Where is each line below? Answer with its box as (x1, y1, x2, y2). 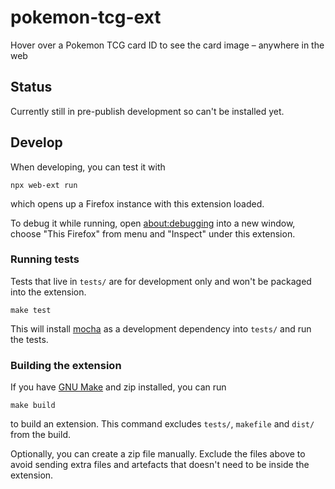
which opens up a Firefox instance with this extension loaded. (10, 197, 265, 210)
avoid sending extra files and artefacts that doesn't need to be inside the (10, 459, 310, 471)
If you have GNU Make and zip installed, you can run (10, 381, 227, 393)
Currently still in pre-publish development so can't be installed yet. (10, 105, 285, 117)
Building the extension (10, 358, 122, 372)
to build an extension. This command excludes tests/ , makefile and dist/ (10, 418, 315, 430)
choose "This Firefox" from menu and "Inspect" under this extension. (10, 227, 296, 240)
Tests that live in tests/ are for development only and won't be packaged (10, 275, 312, 287)
